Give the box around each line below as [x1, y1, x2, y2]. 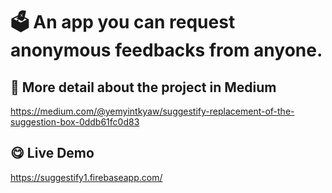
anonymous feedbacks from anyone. [10, 39, 323, 62]
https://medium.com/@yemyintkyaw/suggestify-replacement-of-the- [10, 105, 295, 117]
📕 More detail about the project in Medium [10, 79, 277, 96]
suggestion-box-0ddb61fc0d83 [10, 116, 140, 128]
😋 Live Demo [10, 145, 95, 162]
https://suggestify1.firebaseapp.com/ [10, 171, 163, 183]
